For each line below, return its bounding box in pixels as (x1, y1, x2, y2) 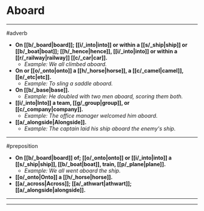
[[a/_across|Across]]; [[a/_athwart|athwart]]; (15, 179, 132, 187)
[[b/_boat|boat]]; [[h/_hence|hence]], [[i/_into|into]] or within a (15, 47, 178, 55)
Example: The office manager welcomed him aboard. (24, 112, 158, 119)
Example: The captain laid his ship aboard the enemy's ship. (24, 125, 176, 132)
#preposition (6, 142, 38, 149)
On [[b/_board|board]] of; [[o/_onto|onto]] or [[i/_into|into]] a (15, 154, 172, 161)
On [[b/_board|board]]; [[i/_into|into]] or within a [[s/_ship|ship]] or (15, 41, 188, 49)
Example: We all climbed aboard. (24, 60, 107, 67)
